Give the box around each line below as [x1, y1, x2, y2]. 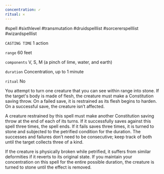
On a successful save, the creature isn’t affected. [5, 103, 105, 109]
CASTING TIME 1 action [5, 40, 48, 46]
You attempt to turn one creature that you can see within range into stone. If [5, 87, 159, 93]
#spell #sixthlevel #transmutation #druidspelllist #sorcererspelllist [5, 25, 139, 31]
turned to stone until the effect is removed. [5, 164, 92, 170]
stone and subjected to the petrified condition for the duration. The [5, 128, 141, 134]
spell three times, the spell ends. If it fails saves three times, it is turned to [5, 123, 154, 129]
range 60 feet [5, 50, 32, 56]
